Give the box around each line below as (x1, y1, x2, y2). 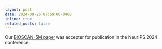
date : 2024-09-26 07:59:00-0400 (5, 12, 72, 17)
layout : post (5, 7, 32, 12)
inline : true (5, 16, 32, 21)
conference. (5, 40, 30, 46)
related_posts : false (5, 21, 50, 26)
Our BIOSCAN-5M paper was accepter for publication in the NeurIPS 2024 (5, 34, 158, 40)
